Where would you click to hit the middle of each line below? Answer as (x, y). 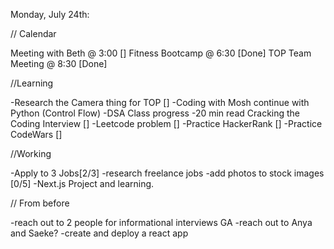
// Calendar (33, 33)
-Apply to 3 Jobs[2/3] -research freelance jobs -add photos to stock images (167, 173)
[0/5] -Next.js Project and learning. (82, 183)
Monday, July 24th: (50, 14)
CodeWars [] (36, 134)
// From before (40, 203)
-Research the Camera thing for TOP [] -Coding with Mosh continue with (160, 102)
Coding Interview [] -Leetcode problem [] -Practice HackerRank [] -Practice (166, 123)
